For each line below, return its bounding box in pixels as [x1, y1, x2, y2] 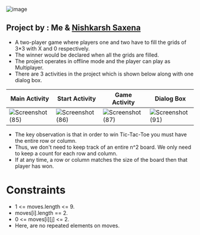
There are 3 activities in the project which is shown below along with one [14, 70, 194, 77]
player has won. [14, 162, 54, 170]
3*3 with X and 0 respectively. [14, 45, 90, 52]
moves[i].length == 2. [14, 209, 68, 217]
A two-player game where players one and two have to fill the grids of [14, 39, 186, 46]
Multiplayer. [14, 64, 44, 71]
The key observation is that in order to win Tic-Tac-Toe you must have [14, 131, 187, 138]
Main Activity [10, 94, 49, 102]
